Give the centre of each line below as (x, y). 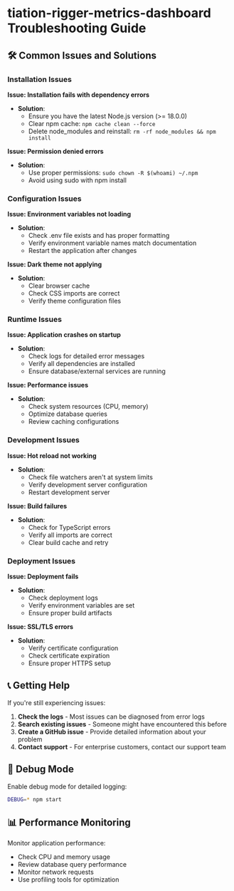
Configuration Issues (44, 199)
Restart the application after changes (83, 251)
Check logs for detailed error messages (86, 356)
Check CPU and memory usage (64, 857)
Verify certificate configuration (73, 648)
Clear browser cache (59, 286)
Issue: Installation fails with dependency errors (79, 95)
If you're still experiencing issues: (57, 702)
